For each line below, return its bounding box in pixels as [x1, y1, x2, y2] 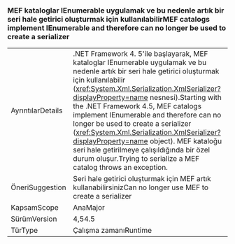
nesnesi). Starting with [149, 93, 222, 103]
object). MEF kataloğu [149, 136, 222, 146]
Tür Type [10, 226, 38, 236]
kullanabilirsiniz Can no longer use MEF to [73, 182, 208, 192]
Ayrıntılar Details [10, 106, 63, 115]
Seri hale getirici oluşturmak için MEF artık [73, 174, 211, 184]
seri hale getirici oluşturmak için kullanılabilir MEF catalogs [7, 14, 211, 24]
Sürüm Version [10, 214, 57, 224]
